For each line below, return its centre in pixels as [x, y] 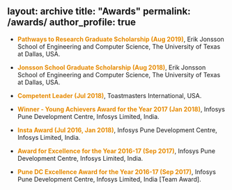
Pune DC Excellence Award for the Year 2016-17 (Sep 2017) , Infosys [116, 172]
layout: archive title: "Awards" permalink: [99, 11]
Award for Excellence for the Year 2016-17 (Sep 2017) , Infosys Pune [116, 151]
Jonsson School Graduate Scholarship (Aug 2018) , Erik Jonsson [111, 67]
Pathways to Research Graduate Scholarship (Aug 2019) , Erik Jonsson [121, 39]
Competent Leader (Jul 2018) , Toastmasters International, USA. [109, 95]
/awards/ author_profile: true [72, 23]
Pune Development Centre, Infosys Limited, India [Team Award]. [109, 179]
